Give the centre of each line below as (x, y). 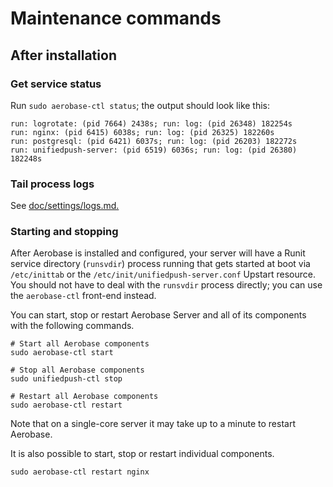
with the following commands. (72, 326)
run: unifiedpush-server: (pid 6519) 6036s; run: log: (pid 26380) (154, 150)
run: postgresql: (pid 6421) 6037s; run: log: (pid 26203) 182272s (154, 141)
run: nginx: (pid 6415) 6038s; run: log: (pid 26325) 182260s (142, 132)
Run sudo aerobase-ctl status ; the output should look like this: (140, 105)
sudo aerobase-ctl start (62, 353)
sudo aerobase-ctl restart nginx (80, 472)
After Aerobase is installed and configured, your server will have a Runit (158, 253)
